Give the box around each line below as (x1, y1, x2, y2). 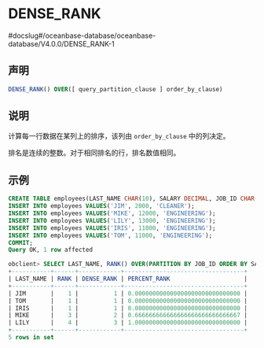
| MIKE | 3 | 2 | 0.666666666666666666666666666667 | (8, 312, 247, 320)
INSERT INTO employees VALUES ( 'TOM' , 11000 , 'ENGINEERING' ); (8, 231, 213, 239)
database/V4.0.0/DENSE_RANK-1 (8, 39, 115, 48)
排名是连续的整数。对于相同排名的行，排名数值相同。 (8, 148, 181, 157)
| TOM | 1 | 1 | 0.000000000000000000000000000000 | (8, 297, 247, 305)
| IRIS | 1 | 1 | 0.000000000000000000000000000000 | (8, 304, 247, 312)
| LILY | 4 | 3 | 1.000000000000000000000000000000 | (8, 319, 247, 327)
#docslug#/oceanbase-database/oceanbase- (8, 31, 156, 40)
